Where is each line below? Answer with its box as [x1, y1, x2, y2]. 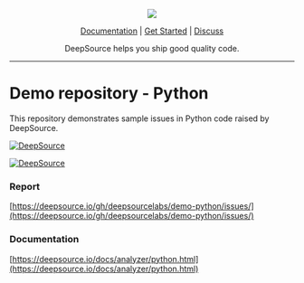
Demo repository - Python [9, 83, 209, 104]
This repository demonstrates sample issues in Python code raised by [9, 113, 270, 124]
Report [9, 180, 41, 193]
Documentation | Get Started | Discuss [80, 25, 224, 36]
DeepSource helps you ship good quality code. [64, 43, 240, 53]
